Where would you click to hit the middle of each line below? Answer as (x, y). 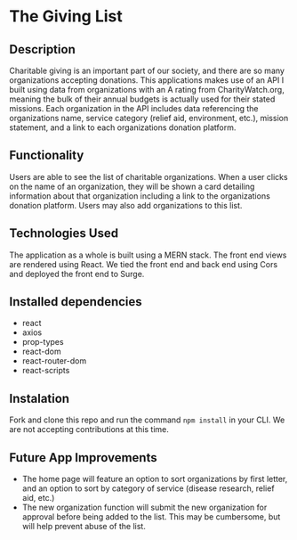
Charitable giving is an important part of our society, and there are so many (147, 70)
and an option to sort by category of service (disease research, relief (148, 488)
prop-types (43, 342)
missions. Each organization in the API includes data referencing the (134, 108)
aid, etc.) (38, 498)
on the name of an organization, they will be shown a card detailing (132, 186)
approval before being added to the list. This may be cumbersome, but (151, 517)
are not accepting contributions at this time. (89, 430)
